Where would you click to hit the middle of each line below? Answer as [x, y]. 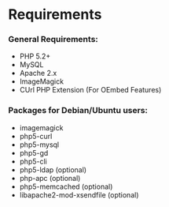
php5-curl [36, 136]
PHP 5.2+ [35, 56]
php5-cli [33, 161]
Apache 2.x [38, 73]
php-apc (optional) [50, 178]
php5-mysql [39, 145]
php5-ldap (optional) [53, 169]
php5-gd [34, 152]
